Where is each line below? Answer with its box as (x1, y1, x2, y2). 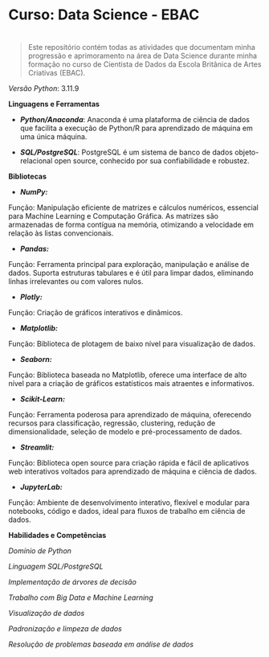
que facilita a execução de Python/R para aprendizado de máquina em (19, 123, 253, 133)
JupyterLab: (19, 482, 63, 492)
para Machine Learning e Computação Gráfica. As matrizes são (8, 211, 219, 221)
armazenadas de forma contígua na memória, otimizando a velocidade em (8, 220, 255, 230)
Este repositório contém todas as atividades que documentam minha (27, 43, 255, 52)
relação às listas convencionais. (8, 228, 114, 238)
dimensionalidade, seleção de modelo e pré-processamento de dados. (8, 427, 243, 437)
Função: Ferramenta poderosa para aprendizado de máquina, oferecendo (8, 410, 251, 420)
